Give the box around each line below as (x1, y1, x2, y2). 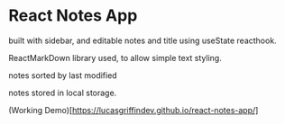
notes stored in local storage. (8, 87, 117, 98)
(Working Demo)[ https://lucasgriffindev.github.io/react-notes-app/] (8, 104, 259, 115)
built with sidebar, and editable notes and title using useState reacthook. (8, 35, 277, 46)
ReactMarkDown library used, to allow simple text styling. (8, 52, 222, 63)
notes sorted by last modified (8, 69, 118, 81)
